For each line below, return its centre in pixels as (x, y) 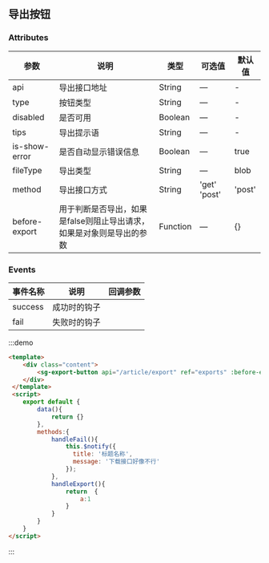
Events (22, 269)
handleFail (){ (74, 439)
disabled (28, 117)
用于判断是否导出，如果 (103, 209)
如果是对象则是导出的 (99, 233)
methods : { (53, 431)
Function (175, 226)
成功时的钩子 (77, 307)
